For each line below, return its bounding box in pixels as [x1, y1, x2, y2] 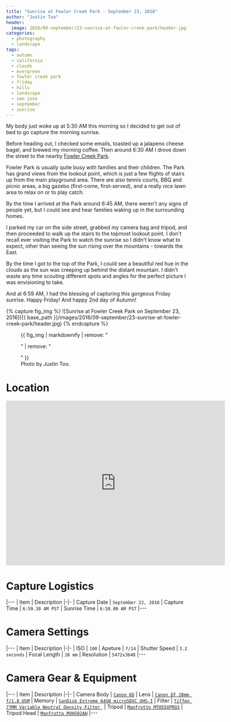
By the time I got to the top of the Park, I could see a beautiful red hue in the [6, 260, 188, 267]
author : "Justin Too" [6, 14, 59, 20]
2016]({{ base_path [6, 314, 52, 321]
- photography [11, 36, 45, 42]
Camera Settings [6, 625, 89, 639]
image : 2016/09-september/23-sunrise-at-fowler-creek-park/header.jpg [11, 25, 187, 31]
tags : [6, 47, 19, 53]
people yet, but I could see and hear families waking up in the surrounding [6, 206, 185, 214]
